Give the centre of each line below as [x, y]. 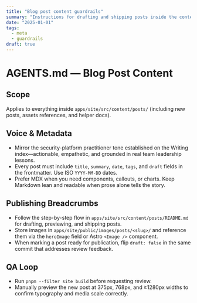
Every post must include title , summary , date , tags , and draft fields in [98, 166]
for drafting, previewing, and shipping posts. [68, 224]
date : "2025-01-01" [30, 22]
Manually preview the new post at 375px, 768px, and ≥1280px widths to [101, 287]
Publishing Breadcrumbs [52, 204]
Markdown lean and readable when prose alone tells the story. [90, 185]
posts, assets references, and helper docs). [59, 115]
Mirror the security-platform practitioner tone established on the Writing [101, 148]
